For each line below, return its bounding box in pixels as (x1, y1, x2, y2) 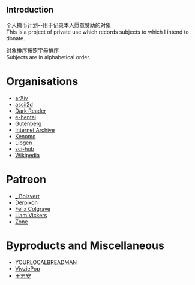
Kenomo (14, 132, 36, 140)
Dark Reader (14, 107, 46, 114)
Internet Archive (14, 126, 55, 134)
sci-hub (14, 145, 35, 152)
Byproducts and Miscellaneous (6, 239, 165, 252)
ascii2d (14, 101, 33, 108)
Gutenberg (14, 120, 42, 127)
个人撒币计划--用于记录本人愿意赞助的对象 (6, 21, 111, 29)
